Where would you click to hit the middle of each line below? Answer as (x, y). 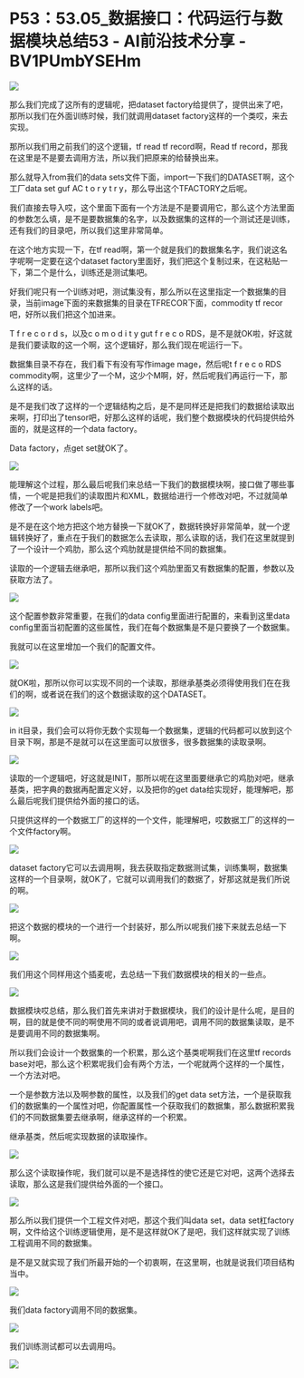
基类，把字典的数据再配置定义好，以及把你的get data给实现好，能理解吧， (148, 789)
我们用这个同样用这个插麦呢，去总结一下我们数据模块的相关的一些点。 (140, 974)
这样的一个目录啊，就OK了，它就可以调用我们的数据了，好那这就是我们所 (146, 879)
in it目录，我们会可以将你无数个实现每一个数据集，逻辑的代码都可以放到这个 (151, 730)
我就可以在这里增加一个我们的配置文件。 (85, 646)
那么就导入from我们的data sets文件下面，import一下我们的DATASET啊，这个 (152, 177)
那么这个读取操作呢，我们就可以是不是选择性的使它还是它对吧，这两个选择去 (152, 1172)
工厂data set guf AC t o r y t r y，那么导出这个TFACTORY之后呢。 (131, 188)
